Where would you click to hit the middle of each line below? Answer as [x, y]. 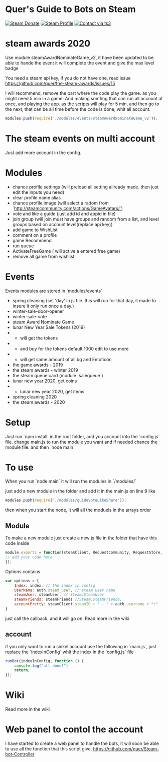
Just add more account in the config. [43, 153]
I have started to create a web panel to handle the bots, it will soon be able [82, 743]
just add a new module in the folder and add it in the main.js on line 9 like [80, 491]
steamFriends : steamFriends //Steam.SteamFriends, [68, 600]
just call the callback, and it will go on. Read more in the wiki [67, 618]
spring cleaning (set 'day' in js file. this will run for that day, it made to [84, 300]
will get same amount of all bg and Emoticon [66, 359]
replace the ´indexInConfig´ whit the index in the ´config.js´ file [69, 652]
